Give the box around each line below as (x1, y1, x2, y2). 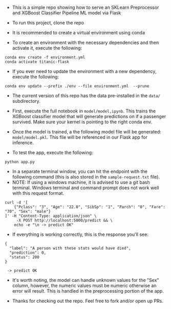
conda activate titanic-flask (5, 59, 70, 64)
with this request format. (12, 190, 65, 196)
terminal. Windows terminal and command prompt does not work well (12, 185, 159, 191)
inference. (12, 140, 34, 145)
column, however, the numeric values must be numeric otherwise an (12, 282, 157, 289)
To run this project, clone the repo (12, 20, 84, 26)
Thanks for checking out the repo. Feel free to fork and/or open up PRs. (12, 298, 163, 304)
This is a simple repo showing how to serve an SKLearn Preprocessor (12, 5, 159, 10)
